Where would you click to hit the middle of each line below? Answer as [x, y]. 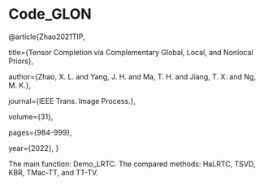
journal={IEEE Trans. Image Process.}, [72, 101]
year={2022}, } [34, 148]
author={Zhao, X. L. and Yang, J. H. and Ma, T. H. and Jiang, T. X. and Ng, [132, 76]
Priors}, [21, 61]
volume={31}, [31, 116]
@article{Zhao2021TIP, [47, 37]
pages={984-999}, [40, 132]
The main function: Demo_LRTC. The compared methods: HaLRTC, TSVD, [132, 164]
